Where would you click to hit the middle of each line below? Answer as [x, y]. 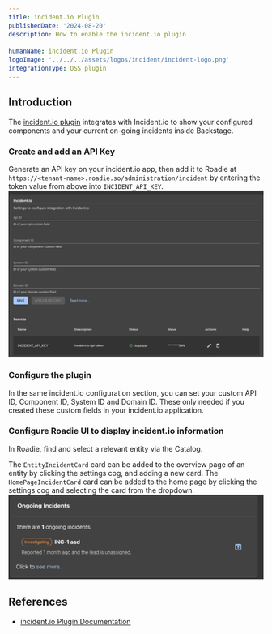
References [38, 602]
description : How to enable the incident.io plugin [97, 34]
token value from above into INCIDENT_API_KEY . [86, 186]
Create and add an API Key [62, 152]
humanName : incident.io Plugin [61, 51]
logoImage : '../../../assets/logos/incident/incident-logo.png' [119, 60]
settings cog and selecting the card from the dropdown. [102, 490]
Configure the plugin [50, 375]
